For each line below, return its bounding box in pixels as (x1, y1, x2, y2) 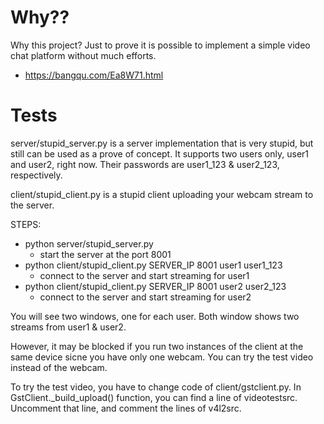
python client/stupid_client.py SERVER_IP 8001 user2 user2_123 (24, 280, 287, 292)
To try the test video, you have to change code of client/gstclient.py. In (10, 381, 302, 393)
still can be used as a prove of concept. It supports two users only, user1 (10, 147, 310, 160)
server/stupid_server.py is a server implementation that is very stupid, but (10, 137, 314, 149)
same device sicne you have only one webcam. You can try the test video (10, 351, 314, 363)
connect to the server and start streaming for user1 (39, 269, 250, 281)
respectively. (10, 169, 63, 181)
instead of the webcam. (10, 361, 108, 373)
